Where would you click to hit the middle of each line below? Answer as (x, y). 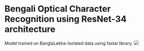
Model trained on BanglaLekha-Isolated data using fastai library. (69, 43)
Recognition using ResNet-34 (66, 19)
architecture (30, 29)
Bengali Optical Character (58, 9)
